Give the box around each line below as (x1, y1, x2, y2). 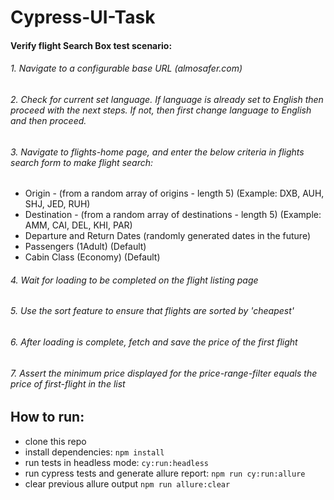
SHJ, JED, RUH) (24, 198, 91, 210)
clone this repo (24, 435, 87, 447)
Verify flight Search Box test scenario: (10, 39, 173, 51)
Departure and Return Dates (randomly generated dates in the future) (24, 230, 312, 242)
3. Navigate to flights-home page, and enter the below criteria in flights (10, 146, 305, 158)
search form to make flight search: (10, 156, 154, 168)
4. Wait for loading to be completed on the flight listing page (10, 274, 259, 286)
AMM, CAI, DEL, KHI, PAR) (24, 219, 133, 231)
